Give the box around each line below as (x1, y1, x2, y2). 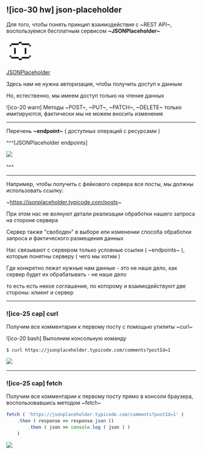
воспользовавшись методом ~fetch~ (6, 399, 102, 406)
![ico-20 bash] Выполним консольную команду (6, 335, 127, 342)
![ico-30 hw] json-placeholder (6, 5, 122, 15)
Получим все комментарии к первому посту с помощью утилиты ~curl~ (6, 323, 194, 331)
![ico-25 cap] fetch (6, 379, 63, 388)
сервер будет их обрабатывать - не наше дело (6, 270, 127, 278)
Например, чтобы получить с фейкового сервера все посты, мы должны (6, 180, 194, 187)
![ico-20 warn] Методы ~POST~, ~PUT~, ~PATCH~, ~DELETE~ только (6, 104, 182, 111)
